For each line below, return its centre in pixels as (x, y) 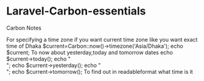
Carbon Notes (24, 28)
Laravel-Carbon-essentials (76, 11)
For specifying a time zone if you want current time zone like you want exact (102, 39)
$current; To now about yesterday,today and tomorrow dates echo (90, 52)
